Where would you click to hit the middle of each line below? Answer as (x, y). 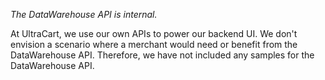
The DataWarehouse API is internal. (84, 14)
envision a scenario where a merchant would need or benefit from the (154, 44)
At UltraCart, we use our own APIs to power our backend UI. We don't (154, 33)
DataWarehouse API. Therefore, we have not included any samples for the (162, 55)
